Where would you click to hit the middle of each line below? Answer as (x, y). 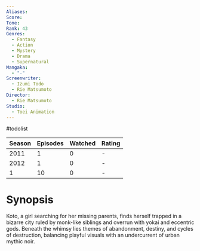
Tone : (13, 23)
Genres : (16, 34)
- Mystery (24, 51)
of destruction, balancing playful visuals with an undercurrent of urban (93, 235)
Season (20, 143)
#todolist (17, 128)
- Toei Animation (33, 112)
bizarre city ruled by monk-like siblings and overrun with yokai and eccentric (100, 222)
